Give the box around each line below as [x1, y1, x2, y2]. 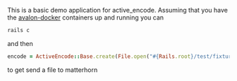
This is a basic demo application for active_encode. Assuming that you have [7, 6, 228, 14]
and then [7, 39, 33, 47]
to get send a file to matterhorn [7, 66, 98, 74]
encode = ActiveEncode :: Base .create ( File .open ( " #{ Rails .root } [7, 52, 194, 60]
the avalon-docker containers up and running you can [7, 13, 164, 22]
